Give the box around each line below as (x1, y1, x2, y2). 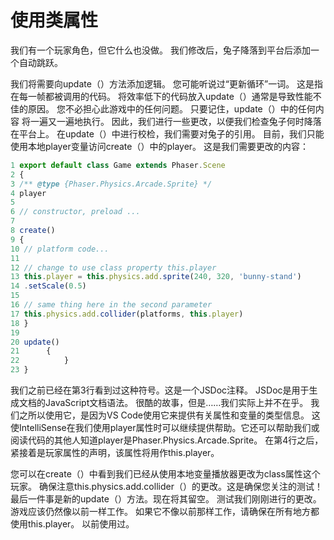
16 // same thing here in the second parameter (10, 300, 213, 310)
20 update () (10, 337, 60, 347)
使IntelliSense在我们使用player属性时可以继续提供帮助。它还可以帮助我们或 (10, 422, 320, 434)
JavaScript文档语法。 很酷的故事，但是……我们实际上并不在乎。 (44, 397, 309, 409)
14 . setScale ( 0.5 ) (10, 281, 87, 291)
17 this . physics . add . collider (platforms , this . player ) (10, 309, 244, 319)
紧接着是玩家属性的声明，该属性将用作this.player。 (10, 447, 220, 459)
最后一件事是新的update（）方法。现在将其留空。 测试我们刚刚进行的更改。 (10, 493, 322, 505)
